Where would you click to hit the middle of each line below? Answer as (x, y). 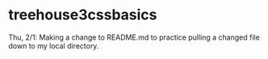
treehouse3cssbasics (83, 15)
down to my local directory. (54, 45)
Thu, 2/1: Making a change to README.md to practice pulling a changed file (134, 37)
